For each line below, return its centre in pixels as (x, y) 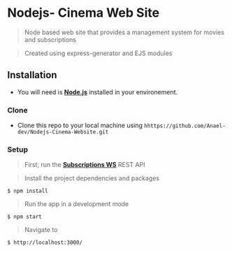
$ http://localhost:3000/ (45, 243)
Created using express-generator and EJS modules (98, 53)
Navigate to (41, 230)
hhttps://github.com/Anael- (185, 126)
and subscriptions (50, 39)
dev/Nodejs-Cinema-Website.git (63, 132)
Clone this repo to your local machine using (80, 125)
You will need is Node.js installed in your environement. (97, 92)
